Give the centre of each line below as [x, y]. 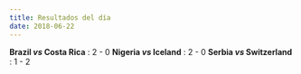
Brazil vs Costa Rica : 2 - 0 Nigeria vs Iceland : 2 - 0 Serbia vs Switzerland [151, 51]
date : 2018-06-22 [42, 26]
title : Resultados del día [60, 18]
